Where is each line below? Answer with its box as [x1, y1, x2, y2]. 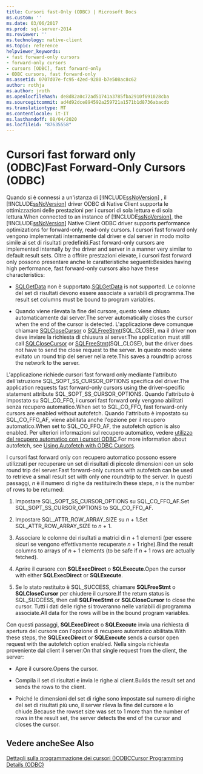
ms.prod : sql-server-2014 [6, 25, 72, 32]
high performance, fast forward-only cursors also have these [6, 265, 159, 272]
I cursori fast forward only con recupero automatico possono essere [6, 453, 177, 461]
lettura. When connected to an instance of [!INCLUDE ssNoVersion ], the [6, 213, 183, 220]
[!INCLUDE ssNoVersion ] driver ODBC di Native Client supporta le [6, 200, 168, 208]
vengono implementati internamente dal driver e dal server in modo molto [6, 233, 190, 240]
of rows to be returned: [6, 486, 64, 494]
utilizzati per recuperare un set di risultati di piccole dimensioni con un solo [6, 460, 194, 467]
